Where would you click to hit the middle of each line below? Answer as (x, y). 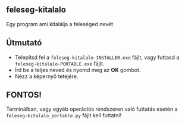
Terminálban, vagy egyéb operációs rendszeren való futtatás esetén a (92, 109)
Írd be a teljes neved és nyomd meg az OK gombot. (78, 70)
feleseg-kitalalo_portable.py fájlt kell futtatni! (64, 115)
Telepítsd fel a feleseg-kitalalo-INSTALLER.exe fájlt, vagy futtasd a (97, 57)
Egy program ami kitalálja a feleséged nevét (60, 24)
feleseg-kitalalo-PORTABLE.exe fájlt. (59, 63)
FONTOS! (24, 95)
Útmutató (24, 43)
